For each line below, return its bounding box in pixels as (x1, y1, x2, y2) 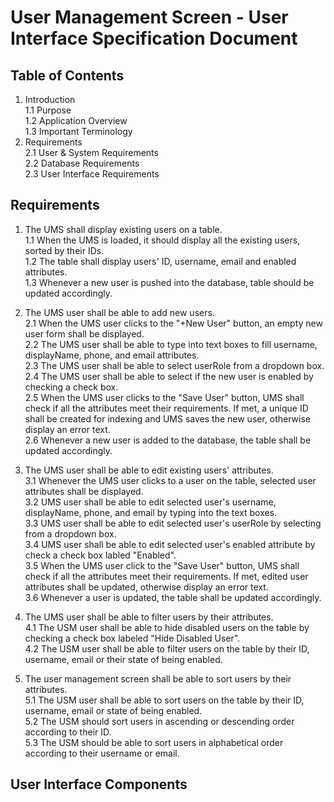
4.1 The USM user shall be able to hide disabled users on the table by (24, 621, 310, 633)
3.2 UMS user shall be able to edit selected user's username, (24, 496, 277, 508)
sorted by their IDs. (24, 244, 105, 256)
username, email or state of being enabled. (24, 704, 203, 716)
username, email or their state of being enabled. (24, 653, 223, 665)
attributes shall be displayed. (24, 485, 144, 497)
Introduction (24, 94, 76, 105)
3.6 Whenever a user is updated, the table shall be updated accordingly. (24, 591, 322, 603)
